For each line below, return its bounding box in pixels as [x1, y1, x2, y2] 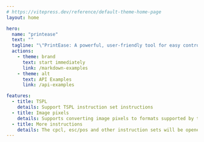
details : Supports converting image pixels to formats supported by [17, 115, 194, 121]
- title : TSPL [12, 98, 47, 105]
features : [6, 93, 32, 99]
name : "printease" [12, 31, 59, 37]
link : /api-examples [22, 82, 75, 88]
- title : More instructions [12, 121, 83, 127]
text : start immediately [22, 59, 86, 66]
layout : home [6, 15, 39, 21]
